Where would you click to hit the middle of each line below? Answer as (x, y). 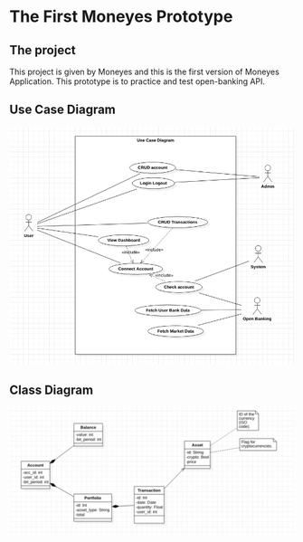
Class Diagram (51, 390)
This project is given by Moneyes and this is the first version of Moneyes (145, 71)
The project (43, 50)
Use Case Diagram (62, 110)
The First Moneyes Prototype (121, 17)
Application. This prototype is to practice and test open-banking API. (137, 81)
